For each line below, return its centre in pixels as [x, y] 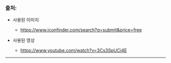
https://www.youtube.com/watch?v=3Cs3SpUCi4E [74, 50]
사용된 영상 [24, 40]
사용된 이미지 [26, 20]
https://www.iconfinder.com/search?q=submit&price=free [81, 30]
